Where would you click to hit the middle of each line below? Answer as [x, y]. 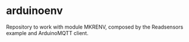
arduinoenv [35, 11]
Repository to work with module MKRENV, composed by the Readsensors [94, 27]
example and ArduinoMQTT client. [47, 33]
